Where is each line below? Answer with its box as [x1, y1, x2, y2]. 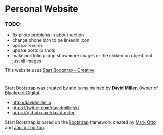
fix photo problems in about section [12, 32, 84, 38]
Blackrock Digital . [5, 90, 41, 96]
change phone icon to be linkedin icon [12, 37, 90, 43]
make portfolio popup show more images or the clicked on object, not [12, 53, 153, 59]
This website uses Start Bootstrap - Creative [5, 67, 94, 73]
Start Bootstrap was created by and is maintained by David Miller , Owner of [5, 85, 158, 90]
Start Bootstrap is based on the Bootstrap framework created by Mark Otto [5, 119, 156, 125]
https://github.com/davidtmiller [12, 110, 75, 115]
